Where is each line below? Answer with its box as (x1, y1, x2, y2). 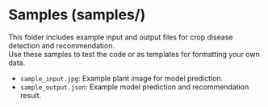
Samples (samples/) (8, 6, 146, 24)
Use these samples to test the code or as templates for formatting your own (8, 49, 260, 59)
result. (19, 90, 42, 100)
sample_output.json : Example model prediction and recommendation (19, 82, 249, 92)
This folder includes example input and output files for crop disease (8, 32, 233, 42)
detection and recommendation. (8, 40, 115, 50)
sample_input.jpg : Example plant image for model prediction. (19, 73, 224, 83)
